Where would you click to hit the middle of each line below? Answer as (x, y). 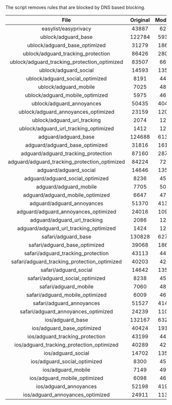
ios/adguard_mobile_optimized (66, 378)
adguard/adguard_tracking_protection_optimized (67, 162)
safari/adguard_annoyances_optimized (67, 312)
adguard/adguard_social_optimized (67, 178)
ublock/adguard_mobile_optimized (67, 95)
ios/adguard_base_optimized (66, 328)
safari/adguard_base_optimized (67, 245)
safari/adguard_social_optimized (67, 278)
